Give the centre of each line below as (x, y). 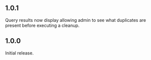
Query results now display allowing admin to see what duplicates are (75, 20)
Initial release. (19, 53)
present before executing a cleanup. (42, 25)
